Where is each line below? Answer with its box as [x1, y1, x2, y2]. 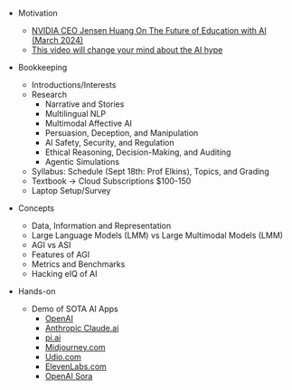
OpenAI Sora [44, 371, 93, 381]
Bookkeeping [17, 62, 68, 72]
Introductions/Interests [31, 80, 117, 90]
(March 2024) [31, 35, 84, 45]
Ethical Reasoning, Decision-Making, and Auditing [44, 147, 231, 157]
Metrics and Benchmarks [31, 259, 126, 270]
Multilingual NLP [44, 109, 107, 119]
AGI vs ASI [31, 240, 71, 250]
